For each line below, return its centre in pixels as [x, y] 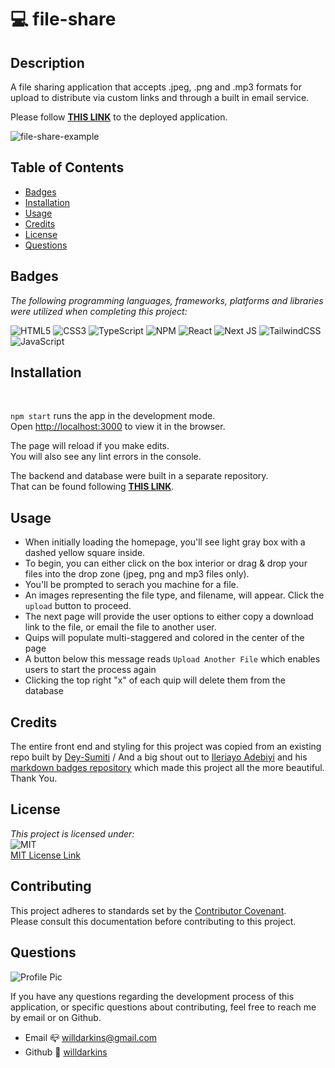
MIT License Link [45, 855]
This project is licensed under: [72, 833]
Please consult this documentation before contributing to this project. [153, 921]
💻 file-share [63, 19]
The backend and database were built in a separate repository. [139, 476]
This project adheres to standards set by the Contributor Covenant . [148, 910]
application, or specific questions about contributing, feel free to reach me [163, 1007]
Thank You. [34, 778]
